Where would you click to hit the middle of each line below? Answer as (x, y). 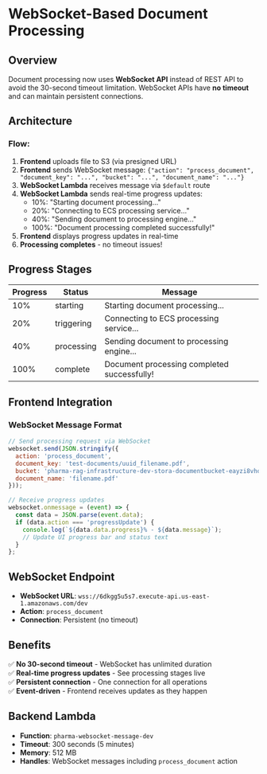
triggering (74, 323)
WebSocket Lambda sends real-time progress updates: (111, 193)
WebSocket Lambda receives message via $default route (115, 185)
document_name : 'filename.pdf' (67, 479)
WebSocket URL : (48, 596)
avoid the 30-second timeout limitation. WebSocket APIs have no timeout (128, 88)
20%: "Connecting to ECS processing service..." (110, 210)
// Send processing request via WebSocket (79, 442)
